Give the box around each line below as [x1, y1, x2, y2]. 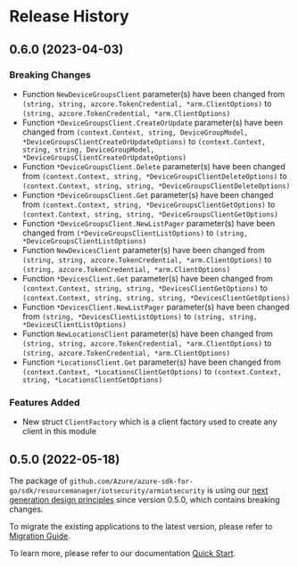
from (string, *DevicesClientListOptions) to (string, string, [21, 310, 258, 322]
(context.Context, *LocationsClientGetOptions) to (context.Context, [21, 366, 283, 376]
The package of [9, 475, 68, 486]
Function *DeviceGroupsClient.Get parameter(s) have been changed [21, 189, 274, 200]
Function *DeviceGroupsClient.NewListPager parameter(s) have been [21, 218, 276, 228]
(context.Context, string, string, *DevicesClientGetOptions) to [21, 283, 268, 293]
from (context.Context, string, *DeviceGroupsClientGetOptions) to [21, 199, 276, 210]
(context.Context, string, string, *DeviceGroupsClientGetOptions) [21, 210, 278, 219]
